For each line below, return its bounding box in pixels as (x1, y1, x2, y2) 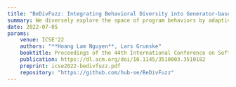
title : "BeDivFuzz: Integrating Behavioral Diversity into (7, 10, 184, 18)
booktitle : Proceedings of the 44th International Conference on (20, 50, 216, 57)
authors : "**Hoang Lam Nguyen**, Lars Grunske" (20, 43, 162, 50)
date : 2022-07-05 (7, 23, 58, 30)
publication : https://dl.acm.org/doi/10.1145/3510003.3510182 (20, 56, 206, 63)
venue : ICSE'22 (20, 36, 65, 43)
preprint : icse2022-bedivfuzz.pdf (20, 62, 121, 69)
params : (7, 29, 30, 37)
